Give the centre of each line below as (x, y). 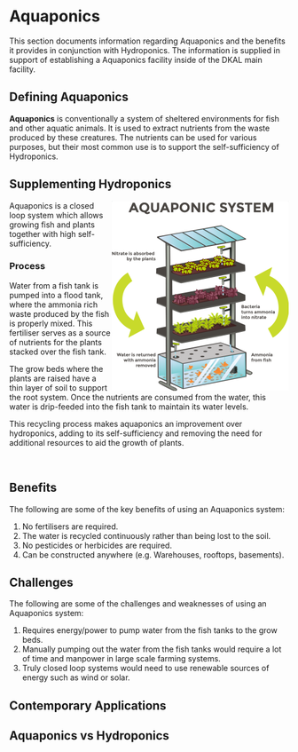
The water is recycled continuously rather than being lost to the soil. (146, 535)
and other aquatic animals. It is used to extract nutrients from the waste (140, 128)
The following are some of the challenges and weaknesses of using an (138, 604)
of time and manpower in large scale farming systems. (122, 659)
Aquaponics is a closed (52, 205)
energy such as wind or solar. (76, 677)
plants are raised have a (53, 378)
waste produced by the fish (59, 313)
